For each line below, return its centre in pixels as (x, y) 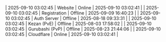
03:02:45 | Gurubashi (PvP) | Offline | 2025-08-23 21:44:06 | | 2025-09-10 (83, 29)
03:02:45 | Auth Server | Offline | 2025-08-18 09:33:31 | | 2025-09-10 (84, 18)
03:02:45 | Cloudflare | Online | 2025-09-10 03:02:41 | (62, 34)
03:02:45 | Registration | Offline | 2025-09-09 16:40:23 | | (79, 13)
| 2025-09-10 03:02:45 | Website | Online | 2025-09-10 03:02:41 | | (75, 8)
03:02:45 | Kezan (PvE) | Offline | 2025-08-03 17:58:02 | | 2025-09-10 (78, 23)
